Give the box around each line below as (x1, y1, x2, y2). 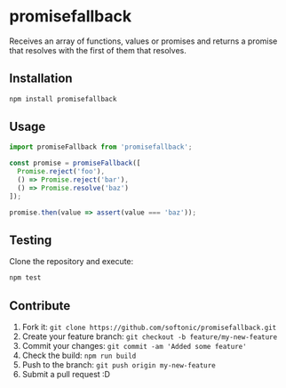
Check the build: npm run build (21, 350, 137, 361)
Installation (9, 71, 73, 86)
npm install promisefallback (9, 94, 117, 103)
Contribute (9, 298, 71, 313)
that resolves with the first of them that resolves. (9, 44, 187, 55)
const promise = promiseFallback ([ (9, 158, 141, 168)
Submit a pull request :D (21, 369, 111, 380)
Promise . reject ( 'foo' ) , (17, 167, 105, 176)
